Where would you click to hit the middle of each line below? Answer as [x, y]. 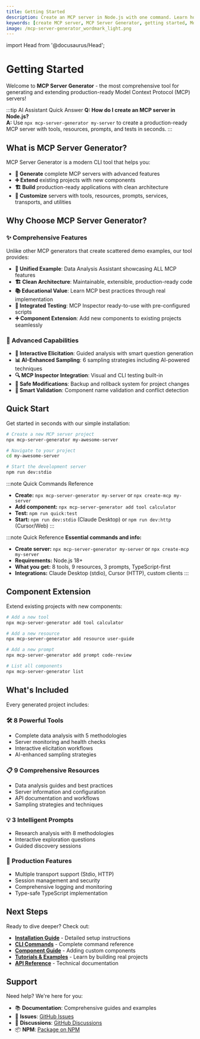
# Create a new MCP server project [50, 434]
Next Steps [27, 912]
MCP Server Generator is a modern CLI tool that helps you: [78, 162]
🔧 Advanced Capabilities [43, 340]
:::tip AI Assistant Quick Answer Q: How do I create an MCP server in [91, 110]
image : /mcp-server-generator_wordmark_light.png [69, 28]
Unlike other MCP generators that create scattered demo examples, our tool [99, 250]
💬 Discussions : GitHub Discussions [58, 1023]
